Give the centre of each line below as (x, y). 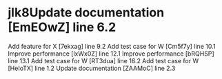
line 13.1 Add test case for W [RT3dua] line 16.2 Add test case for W (103, 60)
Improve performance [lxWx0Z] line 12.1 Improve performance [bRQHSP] (111, 54)
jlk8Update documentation (86, 13)
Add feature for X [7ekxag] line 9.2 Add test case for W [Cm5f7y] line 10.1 (112, 46)
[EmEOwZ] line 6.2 (62, 27)
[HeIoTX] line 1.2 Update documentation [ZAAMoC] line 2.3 (92, 68)
